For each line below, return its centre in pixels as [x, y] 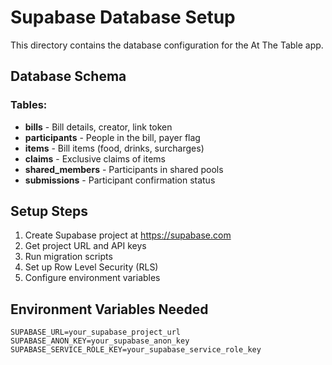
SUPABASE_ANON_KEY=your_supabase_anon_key [100, 341]
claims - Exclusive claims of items [95, 158]
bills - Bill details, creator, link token [98, 127]
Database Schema [68, 76]
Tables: [29, 105]
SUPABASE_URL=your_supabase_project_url [96, 332]
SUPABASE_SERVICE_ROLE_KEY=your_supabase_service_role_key [136, 350]
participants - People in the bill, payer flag [112, 137]
